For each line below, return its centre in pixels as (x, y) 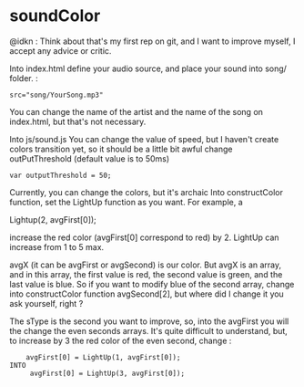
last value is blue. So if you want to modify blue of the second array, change (152, 284)
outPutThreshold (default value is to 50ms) (90, 158)
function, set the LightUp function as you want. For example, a (126, 202)
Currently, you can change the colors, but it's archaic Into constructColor (147, 192)
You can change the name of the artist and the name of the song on (137, 111)
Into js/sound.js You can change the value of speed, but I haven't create (144, 139)
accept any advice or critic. (61, 50)
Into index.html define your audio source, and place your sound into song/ (148, 68)
